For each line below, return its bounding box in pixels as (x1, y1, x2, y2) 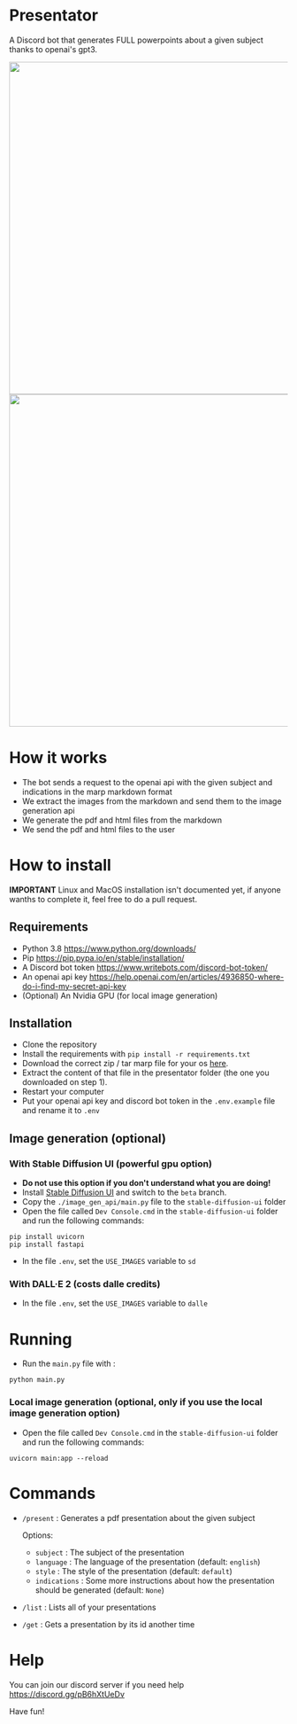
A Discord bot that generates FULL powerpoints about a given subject (9, 35, 263, 45)
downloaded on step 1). (21, 1077, 108, 1088)
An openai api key (21, 971, 88, 982)
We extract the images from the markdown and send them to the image (21, 795, 282, 807)
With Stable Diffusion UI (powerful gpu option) (9, 1158, 212, 1170)
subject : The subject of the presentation (34, 1547, 185, 1557)
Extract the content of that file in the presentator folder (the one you (21, 1067, 270, 1078)
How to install (9, 855, 112, 876)
